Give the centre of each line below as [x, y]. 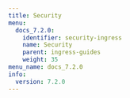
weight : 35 [40, 60]
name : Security [48, 45]
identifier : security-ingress [73, 38]
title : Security [35, 15]
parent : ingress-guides [62, 52]
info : [17, 74]
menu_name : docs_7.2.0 [46, 67]
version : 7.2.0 [40, 81]
